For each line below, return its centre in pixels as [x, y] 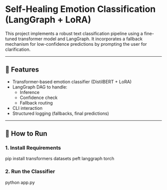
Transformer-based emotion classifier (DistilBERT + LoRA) [72, 82]
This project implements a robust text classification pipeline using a [74, 33]
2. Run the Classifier [30, 172]
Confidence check [39, 97]
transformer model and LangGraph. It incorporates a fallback [80, 39]
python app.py [20, 182]
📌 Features [22, 70]
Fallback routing [36, 102]
